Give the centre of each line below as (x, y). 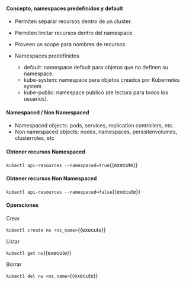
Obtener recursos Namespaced (46, 152)
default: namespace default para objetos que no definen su (96, 68)
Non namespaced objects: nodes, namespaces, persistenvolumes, (96, 132)
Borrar (14, 264)
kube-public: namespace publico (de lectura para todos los (96, 92)
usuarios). (36, 99)
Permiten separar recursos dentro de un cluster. (73, 21)
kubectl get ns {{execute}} (39, 253)
